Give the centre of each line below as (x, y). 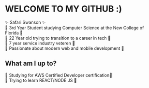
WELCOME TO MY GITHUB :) (64, 9)
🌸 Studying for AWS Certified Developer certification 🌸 (59, 75)
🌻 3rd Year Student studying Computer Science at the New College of (74, 28)
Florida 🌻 (14, 33)
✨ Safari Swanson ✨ (25, 22)
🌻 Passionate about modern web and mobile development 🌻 (65, 48)
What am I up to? (31, 64)
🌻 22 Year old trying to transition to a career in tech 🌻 (58, 38)
